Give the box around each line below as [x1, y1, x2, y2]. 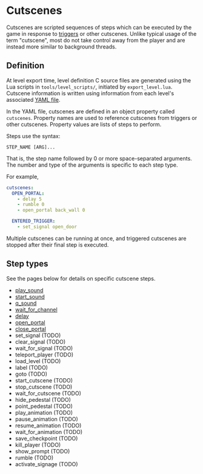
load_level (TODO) [15, 357, 61, 364]
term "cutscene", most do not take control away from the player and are [6, 36, 185, 44]
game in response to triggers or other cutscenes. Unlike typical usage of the [6, 30, 197, 37]
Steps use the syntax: [6, 132, 61, 139]
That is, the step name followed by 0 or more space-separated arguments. [6, 155, 192, 162]
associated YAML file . [6, 96, 61, 103]
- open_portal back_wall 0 [17, 207, 85, 213]
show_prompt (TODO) [15, 447, 70, 455]
